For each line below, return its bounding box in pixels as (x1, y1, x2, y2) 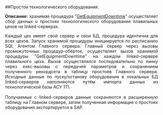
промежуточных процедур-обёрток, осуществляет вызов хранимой (5, 48, 158, 54)
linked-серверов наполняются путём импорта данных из (5, 79, 158, 85)
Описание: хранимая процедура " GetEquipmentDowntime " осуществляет (5, 13, 158, 19)
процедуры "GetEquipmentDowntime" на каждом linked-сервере (5, 53, 158, 59)
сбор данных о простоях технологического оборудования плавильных (5, 19, 158, 24)
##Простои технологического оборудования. (5, 4, 99, 10)
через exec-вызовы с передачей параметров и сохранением (5, 64, 158, 69)
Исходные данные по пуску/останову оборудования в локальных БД (5, 74, 158, 79)
